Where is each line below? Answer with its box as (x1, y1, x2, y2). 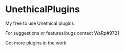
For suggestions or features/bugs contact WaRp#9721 (5, 30, 119, 36)
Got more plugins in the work (5, 39, 67, 46)
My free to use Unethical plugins (5, 20, 74, 26)
